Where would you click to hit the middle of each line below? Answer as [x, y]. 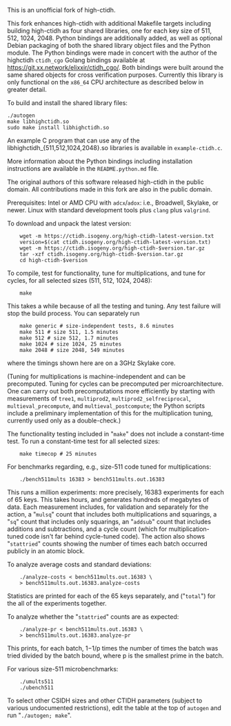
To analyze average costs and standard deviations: [79, 564]
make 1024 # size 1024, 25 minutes [71, 344]
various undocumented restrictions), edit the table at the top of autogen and [114, 708]
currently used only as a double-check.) [64, 420]
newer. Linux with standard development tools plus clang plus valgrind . [109, 210]
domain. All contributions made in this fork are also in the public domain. [110, 189]
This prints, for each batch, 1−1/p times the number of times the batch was [113, 648]
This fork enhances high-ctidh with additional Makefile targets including [109, 23]
